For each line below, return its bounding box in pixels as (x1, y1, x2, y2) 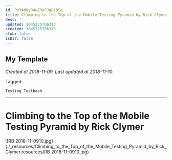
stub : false (5, 31, 31, 36)
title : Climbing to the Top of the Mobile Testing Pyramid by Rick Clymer (5, 12, 168, 17)
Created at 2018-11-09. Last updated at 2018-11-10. (5, 68, 114, 75)
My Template (5, 55, 48, 64)
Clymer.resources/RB (5, 149, 50, 155)
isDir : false (5, 36, 33, 41)
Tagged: (5, 78, 23, 84)
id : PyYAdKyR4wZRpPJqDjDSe (5, 7, 63, 13)
